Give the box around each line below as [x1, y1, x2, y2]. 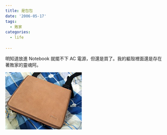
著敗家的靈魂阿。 [5, 61, 41, 68]
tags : [5, 19, 17, 24]
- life [10, 35, 24, 40]
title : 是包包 [5, 8, 33, 13]
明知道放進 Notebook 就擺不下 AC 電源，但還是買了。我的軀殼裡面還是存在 [5, 55, 162, 61]
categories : [5, 29, 31, 35]
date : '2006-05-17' [5, 13, 47, 19]
